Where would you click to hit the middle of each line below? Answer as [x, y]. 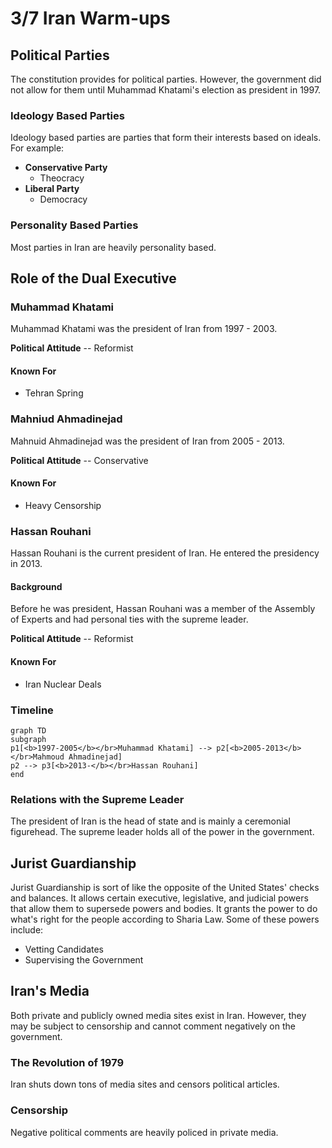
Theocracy [62, 178]
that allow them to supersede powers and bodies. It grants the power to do [164, 909]
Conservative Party [66, 168]
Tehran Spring [54, 393]
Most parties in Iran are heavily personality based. [113, 247]
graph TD [28, 730]
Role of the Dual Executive [93, 278]
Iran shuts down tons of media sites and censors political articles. [145, 1084]
